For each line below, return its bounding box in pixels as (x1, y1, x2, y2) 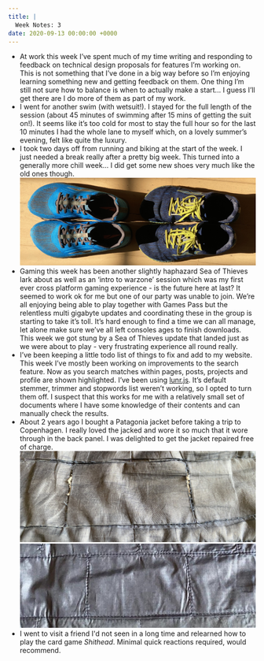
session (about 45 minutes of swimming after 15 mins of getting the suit (19, 110, 251, 120)
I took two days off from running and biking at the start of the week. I (19, 144, 243, 154)
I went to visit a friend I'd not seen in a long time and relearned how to (19, 629, 246, 638)
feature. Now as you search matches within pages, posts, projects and (19, 367, 248, 377)
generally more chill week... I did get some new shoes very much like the (19, 161, 255, 170)
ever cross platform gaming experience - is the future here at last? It (19, 284, 241, 293)
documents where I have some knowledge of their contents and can (19, 400, 240, 410)
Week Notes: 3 (15, 20, 61, 29)
